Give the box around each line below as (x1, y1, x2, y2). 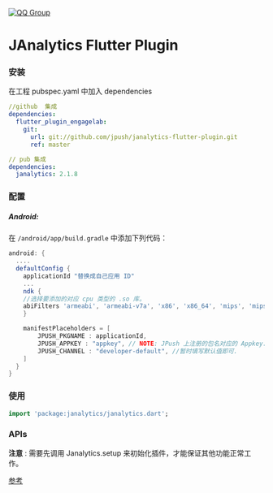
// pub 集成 (8, 155, 46, 163)
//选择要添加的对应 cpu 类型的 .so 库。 (23, 295, 146, 303)
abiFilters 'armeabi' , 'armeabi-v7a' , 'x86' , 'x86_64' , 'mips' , (23, 302, 245, 310)
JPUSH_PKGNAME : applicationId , (37, 332, 148, 340)
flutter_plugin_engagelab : (15, 118, 107, 126)
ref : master (29, 141, 71, 149)
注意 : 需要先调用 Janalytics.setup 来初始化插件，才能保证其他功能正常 (8, 448, 245, 458)
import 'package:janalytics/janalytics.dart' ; (8, 409, 169, 417)
